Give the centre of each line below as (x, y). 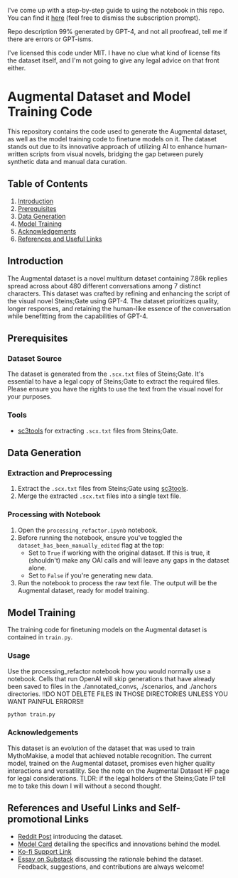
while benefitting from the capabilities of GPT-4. (78, 316)
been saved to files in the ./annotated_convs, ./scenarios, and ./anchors (112, 686)
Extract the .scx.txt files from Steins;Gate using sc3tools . (103, 489)
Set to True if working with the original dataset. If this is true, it (119, 553)
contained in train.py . (40, 637)
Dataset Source (35, 358)
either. (17, 68)
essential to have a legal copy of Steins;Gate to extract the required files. (114, 381)
